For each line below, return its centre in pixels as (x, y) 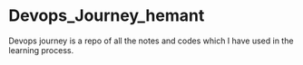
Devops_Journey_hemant (107, 16)
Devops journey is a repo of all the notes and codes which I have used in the (151, 41)
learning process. (41, 50)
